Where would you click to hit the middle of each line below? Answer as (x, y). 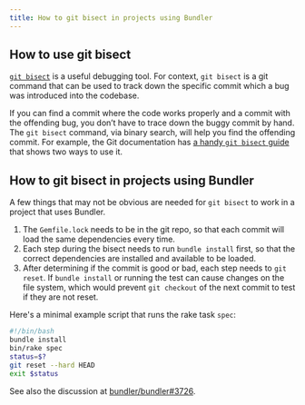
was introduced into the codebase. (74, 95)
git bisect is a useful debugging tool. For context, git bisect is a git (139, 76)
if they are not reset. (60, 297)
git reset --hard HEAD (52, 365)
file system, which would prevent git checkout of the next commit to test (159, 288)
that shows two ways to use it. (66, 152)
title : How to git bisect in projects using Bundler (111, 18)
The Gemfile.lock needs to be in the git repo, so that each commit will (153, 230)
